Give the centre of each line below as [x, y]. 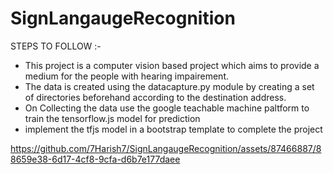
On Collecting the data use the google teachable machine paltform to [167, 108]
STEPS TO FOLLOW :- [56, 46]
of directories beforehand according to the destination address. [155, 97]
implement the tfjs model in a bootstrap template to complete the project [173, 129]
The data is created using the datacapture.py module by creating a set [169, 86]
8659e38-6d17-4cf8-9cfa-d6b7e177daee [95, 159]
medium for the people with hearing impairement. [126, 76]
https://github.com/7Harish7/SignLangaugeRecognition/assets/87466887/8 [166, 148]
